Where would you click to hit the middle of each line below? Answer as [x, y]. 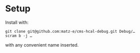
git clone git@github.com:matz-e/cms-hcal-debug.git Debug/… [70, 31]
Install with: [17, 22]
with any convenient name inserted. [42, 45]
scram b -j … [19, 36]
